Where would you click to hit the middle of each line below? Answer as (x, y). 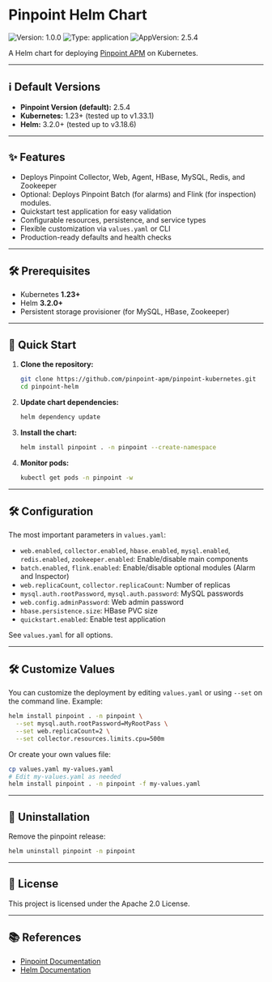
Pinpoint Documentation (60, 961)
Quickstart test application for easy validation (96, 211)
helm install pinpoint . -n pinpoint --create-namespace (118, 447)
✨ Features (37, 157)
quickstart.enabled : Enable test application (93, 619)
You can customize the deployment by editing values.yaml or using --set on (136, 693)
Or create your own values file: (59, 754)
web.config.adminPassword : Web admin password (102, 602)
